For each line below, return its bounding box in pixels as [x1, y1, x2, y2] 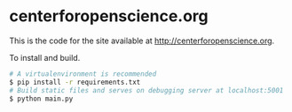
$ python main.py [9, 94, 74, 103]
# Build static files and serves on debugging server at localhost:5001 [9, 86, 284, 94]
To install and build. [9, 52, 81, 63]
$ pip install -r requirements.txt [9, 78, 141, 86]
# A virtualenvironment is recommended [9, 69, 157, 78]
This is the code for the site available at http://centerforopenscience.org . [9, 35, 275, 46]
